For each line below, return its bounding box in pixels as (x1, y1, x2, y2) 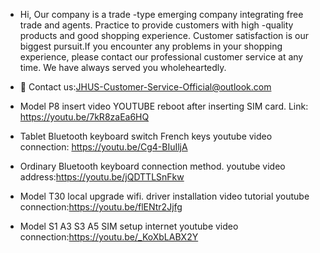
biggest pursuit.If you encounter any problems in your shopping (19, 40, 283, 52)
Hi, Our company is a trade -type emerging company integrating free (19, 9, 304, 20)
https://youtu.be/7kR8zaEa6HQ (19, 111, 150, 123)
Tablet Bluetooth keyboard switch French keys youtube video (19, 130, 273, 142)
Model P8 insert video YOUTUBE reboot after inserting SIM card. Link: (19, 100, 309, 112)
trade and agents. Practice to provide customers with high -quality (19, 19, 294, 31)
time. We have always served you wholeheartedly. (19, 62, 227, 73)
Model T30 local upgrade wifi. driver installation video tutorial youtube (19, 190, 310, 202)
